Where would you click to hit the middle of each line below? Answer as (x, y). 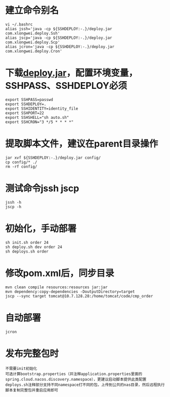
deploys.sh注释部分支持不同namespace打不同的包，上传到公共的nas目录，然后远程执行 (85, 385)
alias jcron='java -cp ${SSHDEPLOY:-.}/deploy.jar (60, 46)
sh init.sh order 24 (27, 242)
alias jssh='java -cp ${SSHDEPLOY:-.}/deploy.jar (59, 29)
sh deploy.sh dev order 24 (34, 247)
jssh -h (13, 202)
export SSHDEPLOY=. (26, 104)
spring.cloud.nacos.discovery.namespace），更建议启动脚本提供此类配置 (76, 379)
